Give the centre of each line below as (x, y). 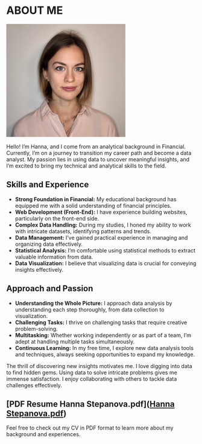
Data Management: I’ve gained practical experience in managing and (101, 237)
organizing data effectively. (49, 244)
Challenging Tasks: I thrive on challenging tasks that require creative (101, 322)
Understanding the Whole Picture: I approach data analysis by (93, 303)
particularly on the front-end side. (57, 218)
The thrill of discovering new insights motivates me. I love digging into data (99, 366)
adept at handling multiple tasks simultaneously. (75, 342)
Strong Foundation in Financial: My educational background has (96, 199)
